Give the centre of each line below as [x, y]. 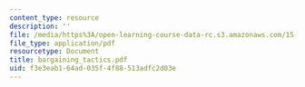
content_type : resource [54, 18]
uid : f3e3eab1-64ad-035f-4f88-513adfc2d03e [93, 69]
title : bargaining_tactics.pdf [69, 60]
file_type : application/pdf [63, 43]
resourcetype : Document [54, 52]
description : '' [40, 26]
